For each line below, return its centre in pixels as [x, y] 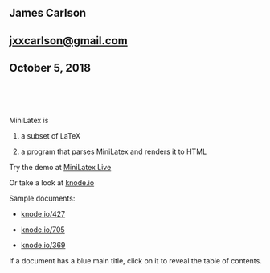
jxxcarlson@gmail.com [68, 41]
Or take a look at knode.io [52, 182]
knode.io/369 [43, 245]
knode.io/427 [43, 213]
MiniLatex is [29, 120]
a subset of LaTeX [51, 135]
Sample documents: [42, 198]
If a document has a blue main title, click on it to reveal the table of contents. [135, 260]
